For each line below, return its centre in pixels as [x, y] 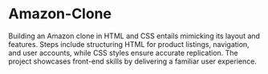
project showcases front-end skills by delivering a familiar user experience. [132, 61]
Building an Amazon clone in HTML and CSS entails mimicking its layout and [134, 36]
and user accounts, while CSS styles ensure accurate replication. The [123, 53]
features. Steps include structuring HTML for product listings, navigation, [129, 44]
